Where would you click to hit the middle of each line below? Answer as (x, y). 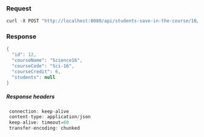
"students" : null (34, 77)
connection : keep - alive (39, 111)
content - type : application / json (50, 117)
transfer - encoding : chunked (44, 129)
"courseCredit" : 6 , (36, 72)
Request (19, 8)
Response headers (31, 97)
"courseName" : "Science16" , (47, 61)
